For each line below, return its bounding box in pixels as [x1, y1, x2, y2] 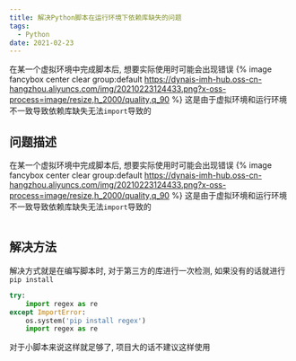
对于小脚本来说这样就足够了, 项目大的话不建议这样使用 [9, 342, 211, 353]
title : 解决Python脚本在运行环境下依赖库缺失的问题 [9, 13, 182, 22]
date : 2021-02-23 [9, 38, 74, 48]
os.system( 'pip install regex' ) [25, 316, 146, 325]
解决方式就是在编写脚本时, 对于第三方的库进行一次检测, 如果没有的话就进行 [9, 265, 285, 276]
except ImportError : [9, 307, 87, 317]
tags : [9, 22, 30, 31]
